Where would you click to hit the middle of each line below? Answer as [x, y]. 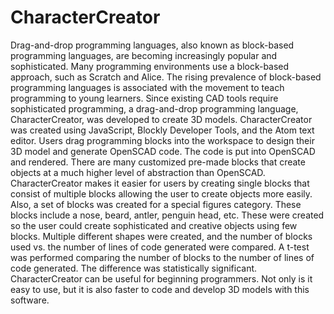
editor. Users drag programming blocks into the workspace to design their [162, 140]
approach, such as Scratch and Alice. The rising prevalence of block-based [166, 77]
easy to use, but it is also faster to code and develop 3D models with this [160, 289]
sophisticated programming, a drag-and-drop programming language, [154, 108]
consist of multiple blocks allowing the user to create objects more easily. [161, 193]
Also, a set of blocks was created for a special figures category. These [156, 204]
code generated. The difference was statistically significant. [134, 268]
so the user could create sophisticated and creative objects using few [154, 225]
